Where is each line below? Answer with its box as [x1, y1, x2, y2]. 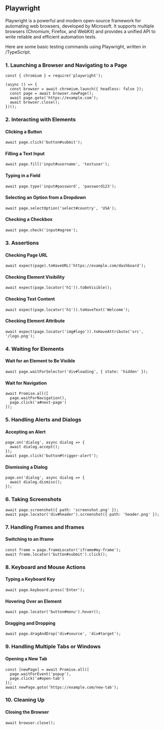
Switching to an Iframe [5, 536, 54, 542]
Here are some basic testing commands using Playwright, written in [5, 43, 146, 50]
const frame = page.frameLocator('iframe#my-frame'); [5, 547, 121, 552]
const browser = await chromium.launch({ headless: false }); [10, 86, 144, 92]
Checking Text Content [5, 295, 55, 302]
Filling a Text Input [5, 150, 45, 156]
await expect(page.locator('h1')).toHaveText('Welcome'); [5, 307, 130, 312]
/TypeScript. [5, 49, 31, 55]
